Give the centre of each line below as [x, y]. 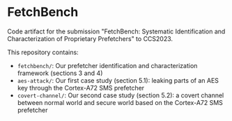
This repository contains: [43, 52]
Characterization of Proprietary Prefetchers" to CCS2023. [90, 38]
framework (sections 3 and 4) [60, 73]
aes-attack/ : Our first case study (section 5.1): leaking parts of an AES [118, 80]
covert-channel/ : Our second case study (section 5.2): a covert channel [121, 95]
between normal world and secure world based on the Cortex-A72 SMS [120, 102]
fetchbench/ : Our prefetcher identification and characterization [107, 65]
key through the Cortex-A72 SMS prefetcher [81, 88]
